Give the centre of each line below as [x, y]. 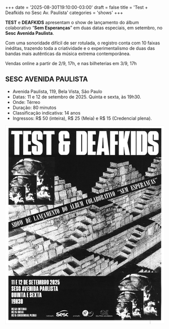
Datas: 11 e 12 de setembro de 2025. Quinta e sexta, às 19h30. [77, 97]
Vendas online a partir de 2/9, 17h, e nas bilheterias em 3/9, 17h [71, 63]
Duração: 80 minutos [34, 107]
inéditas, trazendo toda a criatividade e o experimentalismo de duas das [80, 48]
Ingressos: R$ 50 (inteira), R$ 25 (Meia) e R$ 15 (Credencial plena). [82, 118]
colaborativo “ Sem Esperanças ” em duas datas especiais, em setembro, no [84, 28]
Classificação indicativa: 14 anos [46, 113]
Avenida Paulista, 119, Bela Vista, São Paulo [57, 91]
